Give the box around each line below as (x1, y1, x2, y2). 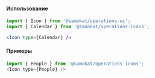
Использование (6, 5, 48, 12)
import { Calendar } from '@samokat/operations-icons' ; (6, 24, 150, 30)
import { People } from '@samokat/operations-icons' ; (6, 61, 145, 67)
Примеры (6, 47, 32, 55)
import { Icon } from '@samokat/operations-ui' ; (6, 18, 131, 24)
